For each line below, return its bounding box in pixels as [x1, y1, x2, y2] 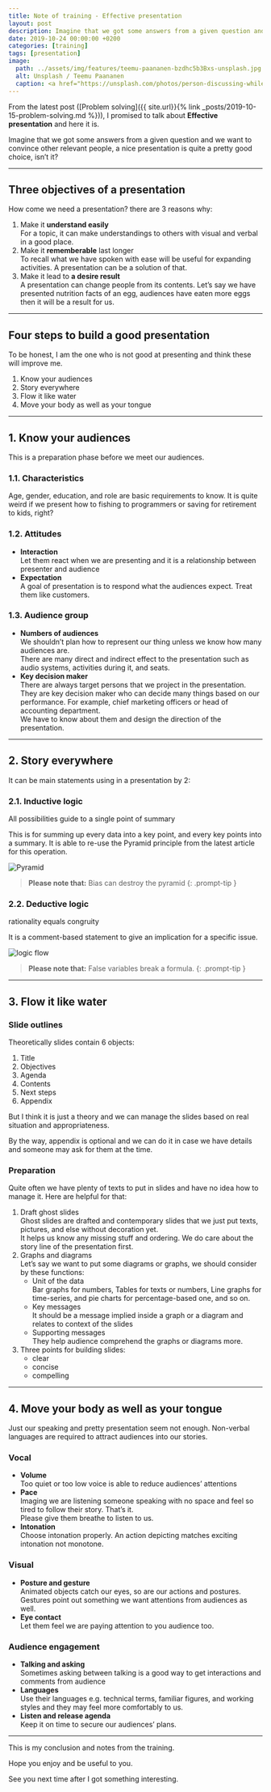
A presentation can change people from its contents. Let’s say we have [19, 280, 256, 290]
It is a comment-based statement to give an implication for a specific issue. [8, 932, 258, 943]
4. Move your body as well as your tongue [8, 1401, 223, 1416]
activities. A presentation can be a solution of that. [19, 263, 188, 273]
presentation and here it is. [8, 119, 99, 129]
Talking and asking [19, 1659, 85, 1669]
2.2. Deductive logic [8, 898, 90, 909]
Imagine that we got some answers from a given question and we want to [8, 134, 252, 144]
